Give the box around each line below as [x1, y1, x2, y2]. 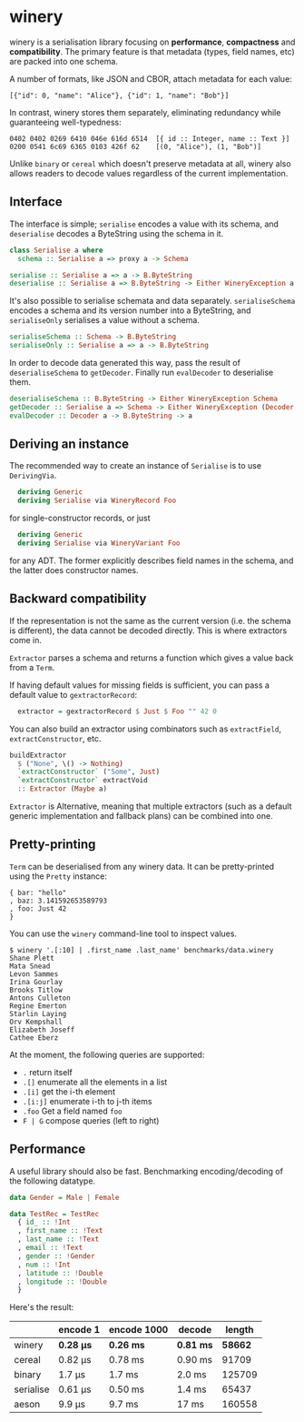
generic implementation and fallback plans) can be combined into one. [9, 811, 274, 821]
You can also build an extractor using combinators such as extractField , [9, 723, 282, 734]
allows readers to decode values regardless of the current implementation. [9, 167, 289, 178]
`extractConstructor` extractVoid [17, 776, 148, 785]
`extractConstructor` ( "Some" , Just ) [17, 767, 161, 777]
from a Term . [9, 661, 55, 672]
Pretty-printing [9, 837, 96, 852]
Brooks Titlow [9, 985, 64, 994]
